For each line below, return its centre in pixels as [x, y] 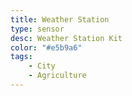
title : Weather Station [60, 19]
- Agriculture [57, 76]
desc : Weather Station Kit [66, 38]
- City [42, 66]
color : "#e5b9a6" [46, 47]
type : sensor [37, 29]
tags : [21, 57]
